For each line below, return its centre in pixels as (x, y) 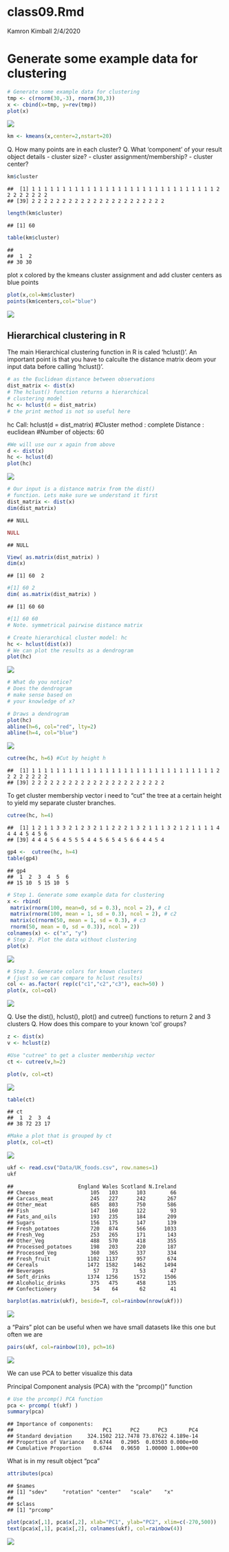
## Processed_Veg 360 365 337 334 (92, 1253)
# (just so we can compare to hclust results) (75, 978)
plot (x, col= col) (32, 991)
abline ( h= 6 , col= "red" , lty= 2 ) (52, 727)
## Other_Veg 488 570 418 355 (92, 1241)
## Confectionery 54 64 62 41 (92, 1289)
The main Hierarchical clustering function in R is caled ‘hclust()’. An (102, 352)
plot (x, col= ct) (30, 1142)
